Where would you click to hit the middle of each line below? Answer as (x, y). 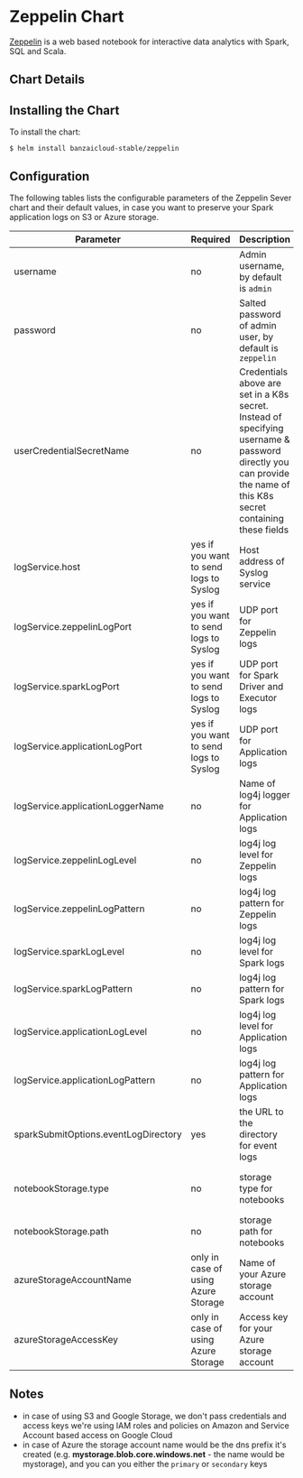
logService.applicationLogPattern (85, 1080)
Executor (258, 697)
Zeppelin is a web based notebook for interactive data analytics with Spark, (150, 42)
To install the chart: (45, 132)
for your (256, 1328)
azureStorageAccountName (73, 1279)
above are (260, 383)
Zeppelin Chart (67, 17)
